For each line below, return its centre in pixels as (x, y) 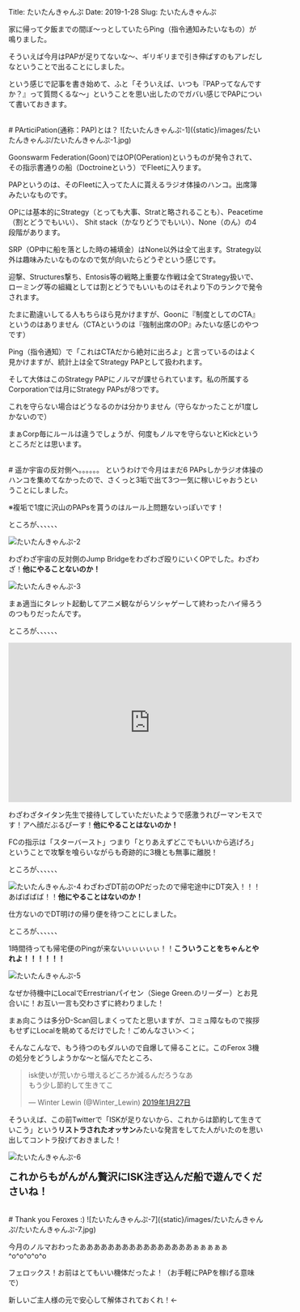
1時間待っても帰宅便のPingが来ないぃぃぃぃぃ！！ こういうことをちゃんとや (134, 948)
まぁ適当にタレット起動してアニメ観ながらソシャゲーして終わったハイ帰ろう (135, 603)
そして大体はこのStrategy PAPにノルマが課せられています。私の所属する (129, 379)
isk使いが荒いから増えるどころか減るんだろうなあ (110, 1075)
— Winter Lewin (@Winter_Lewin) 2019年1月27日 (110, 1102)
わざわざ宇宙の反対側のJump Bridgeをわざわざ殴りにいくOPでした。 (123, 559)
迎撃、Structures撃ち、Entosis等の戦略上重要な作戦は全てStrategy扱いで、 (133, 277)
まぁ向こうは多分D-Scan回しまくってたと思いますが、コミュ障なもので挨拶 (134, 1020)
